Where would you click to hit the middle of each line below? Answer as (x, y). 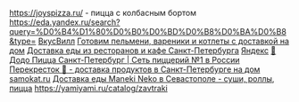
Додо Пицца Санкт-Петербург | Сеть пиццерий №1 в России (125, 60)
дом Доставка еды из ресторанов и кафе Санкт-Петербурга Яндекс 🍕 (143, 51)
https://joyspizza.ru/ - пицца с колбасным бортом (103, 13)
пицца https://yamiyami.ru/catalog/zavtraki (88, 88)
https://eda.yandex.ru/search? (65, 22)
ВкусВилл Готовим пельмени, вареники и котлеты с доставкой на (164, 41)
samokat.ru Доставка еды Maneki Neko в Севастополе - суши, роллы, (142, 78)
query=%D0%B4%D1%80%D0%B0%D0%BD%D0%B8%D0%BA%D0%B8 (148, 31)
